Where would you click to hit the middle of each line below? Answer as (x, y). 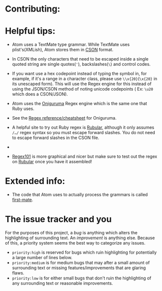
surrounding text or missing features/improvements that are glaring (79, 268)
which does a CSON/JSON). (40, 94)
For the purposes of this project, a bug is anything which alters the (71, 233)
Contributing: (33, 9)
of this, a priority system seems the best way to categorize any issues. (75, 243)
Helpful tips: (30, 31)
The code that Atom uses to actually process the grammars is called (80, 195)
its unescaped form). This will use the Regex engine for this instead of (82, 84)
